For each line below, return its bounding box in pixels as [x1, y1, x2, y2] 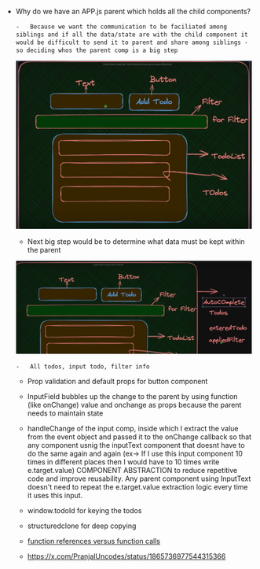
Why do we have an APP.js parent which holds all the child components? [15, 7, 251, 16]
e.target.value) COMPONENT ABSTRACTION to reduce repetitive [27, 466, 238, 475]
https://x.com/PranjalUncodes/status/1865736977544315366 [27, 552, 226, 561]
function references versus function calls [27, 537, 161, 546]
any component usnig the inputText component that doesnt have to [27, 441, 245, 450]
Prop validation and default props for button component [27, 377, 208, 386]
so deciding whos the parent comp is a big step [15, 46, 178, 54]
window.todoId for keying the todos [27, 506, 142, 515]
